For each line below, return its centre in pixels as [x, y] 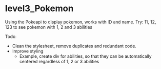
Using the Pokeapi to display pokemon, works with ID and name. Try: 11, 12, [80, 22]
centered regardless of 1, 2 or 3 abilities [59, 61]
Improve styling [28, 51]
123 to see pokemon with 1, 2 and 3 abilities [49, 27]
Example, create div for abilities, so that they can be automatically [86, 56]
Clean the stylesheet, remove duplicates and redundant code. [74, 46]
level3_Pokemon [40, 9]
